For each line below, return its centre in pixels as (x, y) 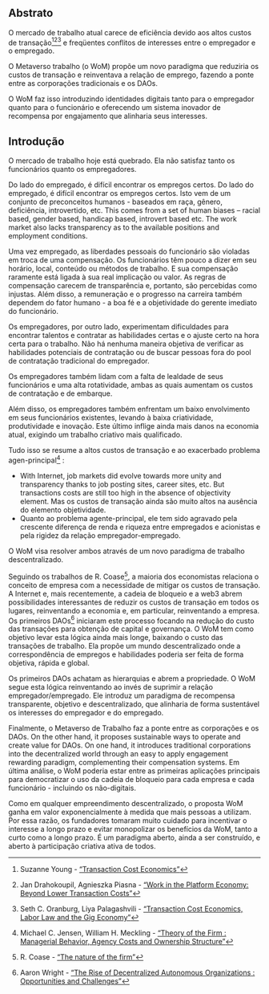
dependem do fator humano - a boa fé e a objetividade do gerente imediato (133, 303)
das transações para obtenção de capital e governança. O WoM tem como (131, 629)
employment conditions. (48, 236)
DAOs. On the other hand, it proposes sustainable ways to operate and (124, 737)
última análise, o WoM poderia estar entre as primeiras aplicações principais (134, 771)
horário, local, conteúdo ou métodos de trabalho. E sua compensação (123, 269)
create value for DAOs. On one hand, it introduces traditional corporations (130, 745)
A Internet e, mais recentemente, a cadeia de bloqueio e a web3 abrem (125, 593)
